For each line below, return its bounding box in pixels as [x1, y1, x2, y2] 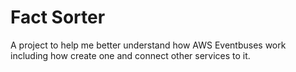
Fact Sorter [10, 6, 106, 29]
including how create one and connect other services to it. [10, 49, 251, 61]
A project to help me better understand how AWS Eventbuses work [10, 39, 287, 51]
